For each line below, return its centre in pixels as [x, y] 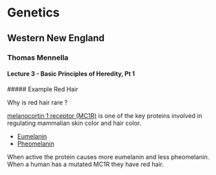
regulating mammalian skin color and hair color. [74, 123]
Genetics [33, 13]
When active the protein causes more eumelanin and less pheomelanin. [108, 156]
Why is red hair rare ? [37, 102]
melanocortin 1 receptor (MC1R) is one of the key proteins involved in [105, 115]
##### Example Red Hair [43, 89]
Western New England [56, 38]
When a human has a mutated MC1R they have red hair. [85, 164]
